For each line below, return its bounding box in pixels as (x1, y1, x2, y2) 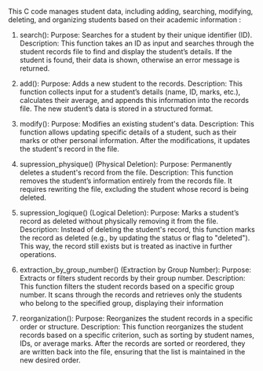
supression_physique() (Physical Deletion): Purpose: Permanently (19, 160, 232, 168)
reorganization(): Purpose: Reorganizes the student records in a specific (19, 314, 254, 323)
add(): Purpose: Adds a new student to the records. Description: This (19, 79, 243, 88)
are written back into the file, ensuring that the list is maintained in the (19, 347, 246, 356)
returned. (19, 64, 50, 73)
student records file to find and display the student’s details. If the (19, 47, 232, 56)
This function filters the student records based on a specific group (19, 282, 235, 291)
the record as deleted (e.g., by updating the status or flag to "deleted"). (19, 233, 250, 242)
